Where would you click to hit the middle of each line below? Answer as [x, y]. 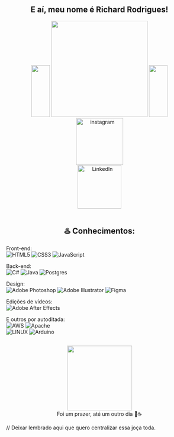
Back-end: [19, 266]
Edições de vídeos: [29, 302]
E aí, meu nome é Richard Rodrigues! [99, 10]
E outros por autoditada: [36, 319]
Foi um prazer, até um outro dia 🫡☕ [99, 414]
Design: [15, 284]
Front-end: [19, 248]
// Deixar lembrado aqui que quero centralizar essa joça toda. [81, 428]
